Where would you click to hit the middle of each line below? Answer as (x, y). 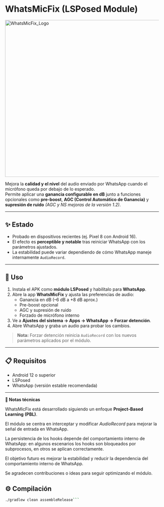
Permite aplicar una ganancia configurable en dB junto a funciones (73, 194)
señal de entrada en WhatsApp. (37, 429)
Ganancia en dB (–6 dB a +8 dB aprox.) (59, 300)
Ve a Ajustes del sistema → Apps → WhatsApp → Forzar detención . (82, 320)
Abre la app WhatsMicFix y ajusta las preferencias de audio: (73, 294)
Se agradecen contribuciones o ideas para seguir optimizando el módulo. (79, 473)
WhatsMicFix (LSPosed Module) (72, 9)
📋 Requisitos (26, 361)
